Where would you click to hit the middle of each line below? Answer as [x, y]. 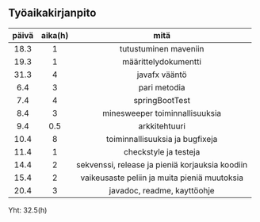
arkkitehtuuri [162, 126]
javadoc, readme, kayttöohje [162, 190]
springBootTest [162, 100]
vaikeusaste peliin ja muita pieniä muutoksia [162, 178]
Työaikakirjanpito [52, 13]
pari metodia [162, 87]
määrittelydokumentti [162, 61]
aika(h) [55, 35]
